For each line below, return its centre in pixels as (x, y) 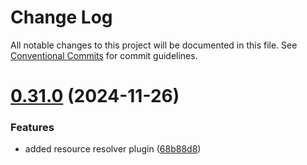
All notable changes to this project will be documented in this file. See (154, 45)
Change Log (61, 17)
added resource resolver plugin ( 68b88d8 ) (113, 149)
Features (32, 128)
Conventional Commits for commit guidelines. (104, 55)
